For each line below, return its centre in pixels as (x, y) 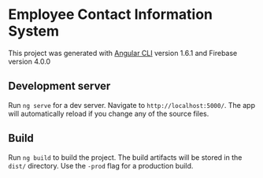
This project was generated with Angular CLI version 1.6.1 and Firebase (123, 53)
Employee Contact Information (110, 15)
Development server (59, 86)
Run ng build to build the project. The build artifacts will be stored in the (125, 157)
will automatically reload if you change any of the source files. (109, 113)
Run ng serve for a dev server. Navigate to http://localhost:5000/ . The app (132, 105)
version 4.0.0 (30, 61)
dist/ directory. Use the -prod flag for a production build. (101, 165)
